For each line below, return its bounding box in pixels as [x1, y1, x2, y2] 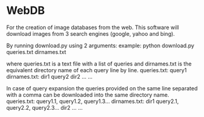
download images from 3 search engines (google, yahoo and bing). [6, 30, 175, 37]
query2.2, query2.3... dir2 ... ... [6, 104, 83, 111]
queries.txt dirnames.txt [6, 48, 66, 55]
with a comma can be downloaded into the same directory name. [6, 91, 169, 98]
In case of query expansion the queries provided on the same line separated [6, 84, 198, 92]
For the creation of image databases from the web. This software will [6, 24, 180, 31]
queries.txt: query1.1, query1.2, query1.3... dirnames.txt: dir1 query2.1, [6, 98, 179, 105]
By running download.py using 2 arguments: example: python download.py [6, 42, 195, 49]
